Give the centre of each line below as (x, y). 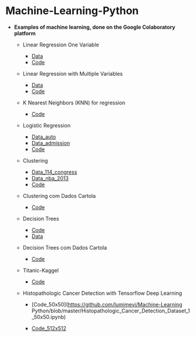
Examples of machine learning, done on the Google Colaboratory (94, 27)
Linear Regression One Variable (61, 45)
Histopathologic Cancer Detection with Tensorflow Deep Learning (102, 293)
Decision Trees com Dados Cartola (65, 247)
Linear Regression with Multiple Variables (73, 73)
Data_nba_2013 (50, 178)
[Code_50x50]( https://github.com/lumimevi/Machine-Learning (107, 304)
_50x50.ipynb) (49, 317)
